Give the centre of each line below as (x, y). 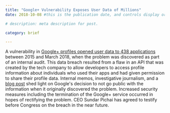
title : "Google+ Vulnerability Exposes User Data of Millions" (73, 10)
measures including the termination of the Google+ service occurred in (79, 94)
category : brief (22, 33)
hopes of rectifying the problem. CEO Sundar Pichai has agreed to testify (81, 100)
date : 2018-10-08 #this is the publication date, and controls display (82, 15)
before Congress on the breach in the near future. (57, 105)
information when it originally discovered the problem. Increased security (81, 89)
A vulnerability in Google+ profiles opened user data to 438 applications (80, 51)
